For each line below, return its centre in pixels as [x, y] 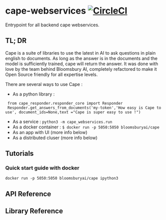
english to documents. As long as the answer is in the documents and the [81, 58]
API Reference [28, 194]
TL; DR [16, 41]
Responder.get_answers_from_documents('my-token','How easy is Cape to [84, 108]
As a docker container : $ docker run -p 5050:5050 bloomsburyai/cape [86, 127]
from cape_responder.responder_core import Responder [65, 103]
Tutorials [19, 153]
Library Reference [34, 211]
